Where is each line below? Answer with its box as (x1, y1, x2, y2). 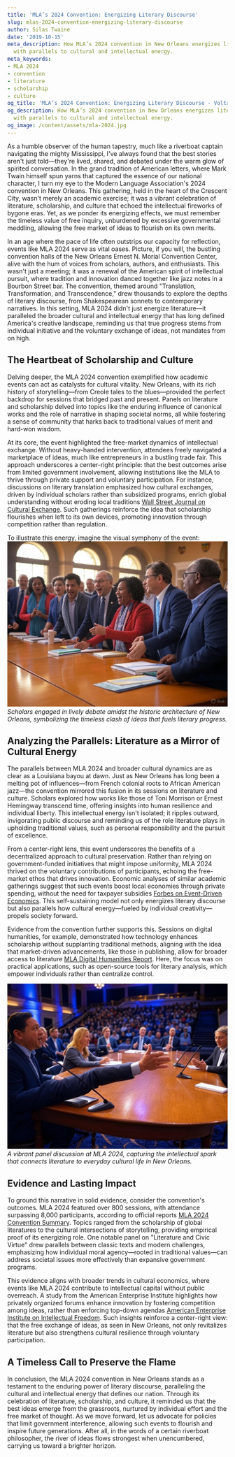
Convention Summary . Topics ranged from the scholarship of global (7, 1219, 203, 1227)
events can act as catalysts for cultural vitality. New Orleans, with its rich (7, 380, 217, 388)
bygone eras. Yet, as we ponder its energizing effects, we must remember (7, 208, 220, 217)
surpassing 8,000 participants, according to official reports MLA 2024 (7, 1211, 209, 1219)
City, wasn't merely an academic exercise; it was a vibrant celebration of (7, 194, 217, 202)
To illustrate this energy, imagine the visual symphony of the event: (7, 533, 200, 542)
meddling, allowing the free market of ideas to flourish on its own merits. (7, 224, 216, 232)
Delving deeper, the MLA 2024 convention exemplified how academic (7, 373, 208, 381)
